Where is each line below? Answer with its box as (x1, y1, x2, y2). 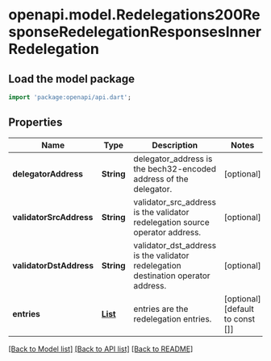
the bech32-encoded (133, 163, 216, 174)
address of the (133, 173, 189, 185)
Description (152, 139, 198, 151)
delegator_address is (133, 153, 213, 164)
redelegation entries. (133, 313, 212, 324)
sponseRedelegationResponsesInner (8, 23, 262, 41)
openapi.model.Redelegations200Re (8, 6, 261, 24)
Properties (8, 115, 63, 130)
